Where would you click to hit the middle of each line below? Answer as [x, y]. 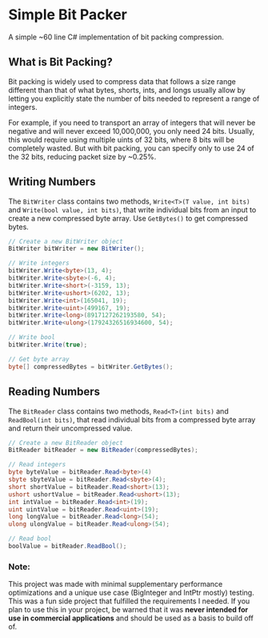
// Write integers [39, 263]
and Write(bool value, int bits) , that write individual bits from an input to [132, 209]
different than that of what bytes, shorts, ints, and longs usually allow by [127, 90]
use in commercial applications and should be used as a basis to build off [131, 618]
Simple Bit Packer [68, 15]
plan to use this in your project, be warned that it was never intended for [128, 610]
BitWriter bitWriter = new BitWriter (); [77, 249]
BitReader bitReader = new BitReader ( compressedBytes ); [103, 450]
